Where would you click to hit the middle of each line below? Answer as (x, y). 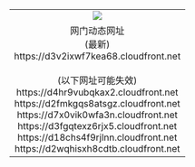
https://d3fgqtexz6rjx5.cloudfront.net (97, 125)
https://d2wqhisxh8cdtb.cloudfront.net (97, 148)
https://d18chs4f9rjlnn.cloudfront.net (97, 137)
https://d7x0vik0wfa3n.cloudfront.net (97, 115)
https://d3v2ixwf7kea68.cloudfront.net (97, 56)
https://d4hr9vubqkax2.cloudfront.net (97, 92)
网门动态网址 (97, 31)
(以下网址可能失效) (97, 80)
